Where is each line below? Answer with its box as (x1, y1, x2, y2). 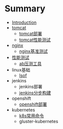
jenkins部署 (19, 83, 43, 89)
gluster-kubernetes (19, 118, 59, 124)
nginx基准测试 (19, 48, 48, 54)
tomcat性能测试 (19, 37, 51, 43)
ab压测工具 (19, 61, 42, 66)
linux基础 (11, 66, 31, 72)
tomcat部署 (19, 30, 42, 36)
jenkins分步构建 (19, 90, 51, 96)
